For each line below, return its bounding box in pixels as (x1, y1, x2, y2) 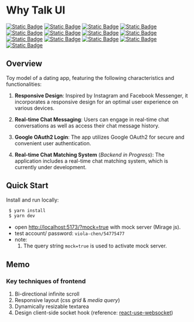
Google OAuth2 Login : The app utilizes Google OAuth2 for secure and (14, 133, 185, 140)
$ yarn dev (8, 213, 35, 219)
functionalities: (6, 80, 42, 88)
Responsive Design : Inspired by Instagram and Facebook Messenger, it (14, 92, 188, 99)
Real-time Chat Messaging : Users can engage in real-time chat (14, 116, 169, 123)
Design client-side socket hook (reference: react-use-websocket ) (14, 309, 173, 316)
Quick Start (6, 180, 49, 191)
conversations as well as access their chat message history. (14, 122, 160, 129)
